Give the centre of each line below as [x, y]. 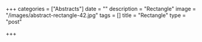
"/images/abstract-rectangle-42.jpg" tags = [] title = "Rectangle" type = [96, 15]
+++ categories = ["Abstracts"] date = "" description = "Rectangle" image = [101, 9]
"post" [14, 22]
